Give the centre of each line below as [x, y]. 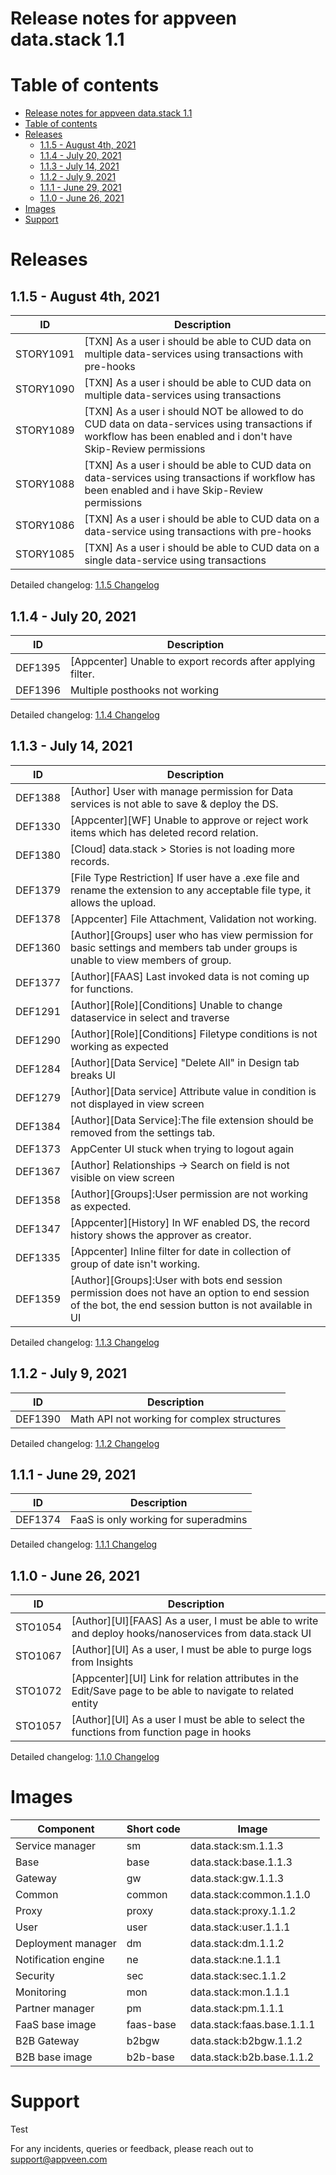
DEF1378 [38, 919]
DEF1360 [38, 947]
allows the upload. [113, 902]
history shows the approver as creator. [161, 1235]
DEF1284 [38, 1069]
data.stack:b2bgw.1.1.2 [246, 2041]
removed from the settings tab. [143, 1132]
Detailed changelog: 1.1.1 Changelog [84, 1544]
